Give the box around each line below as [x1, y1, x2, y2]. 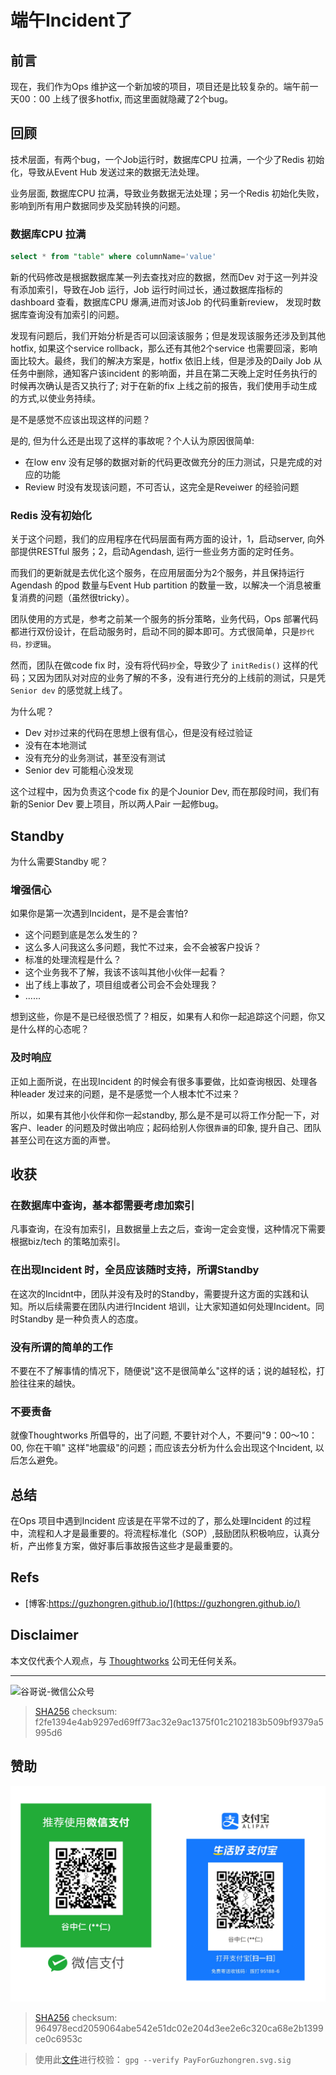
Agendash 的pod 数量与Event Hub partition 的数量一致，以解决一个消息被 [10, 579, 313, 591]
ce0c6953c [34, 2033, 83, 2045]
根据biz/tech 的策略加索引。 [10, 1236, 126, 1248]
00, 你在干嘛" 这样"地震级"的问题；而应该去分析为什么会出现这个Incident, [10, 1442, 313, 1454]
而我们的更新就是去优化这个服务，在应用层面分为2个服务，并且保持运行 [10, 567, 305, 579]
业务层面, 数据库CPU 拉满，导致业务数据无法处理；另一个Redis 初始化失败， [10, 187, 325, 199]
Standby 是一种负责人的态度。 [18, 1312, 144, 1325]
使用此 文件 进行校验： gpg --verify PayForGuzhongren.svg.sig [34, 2054, 292, 2066]
